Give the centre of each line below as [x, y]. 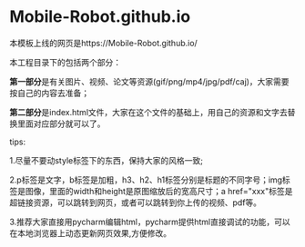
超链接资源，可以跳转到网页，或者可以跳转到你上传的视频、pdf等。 [136, 203]
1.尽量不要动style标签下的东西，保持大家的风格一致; [106, 160]
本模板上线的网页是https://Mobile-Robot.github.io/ [103, 43]
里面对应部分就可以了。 [61, 123]
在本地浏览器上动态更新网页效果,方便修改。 [91, 232]
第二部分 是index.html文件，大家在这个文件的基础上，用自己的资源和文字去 [149, 112]
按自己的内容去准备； [49, 93]
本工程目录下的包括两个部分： [65, 62]
